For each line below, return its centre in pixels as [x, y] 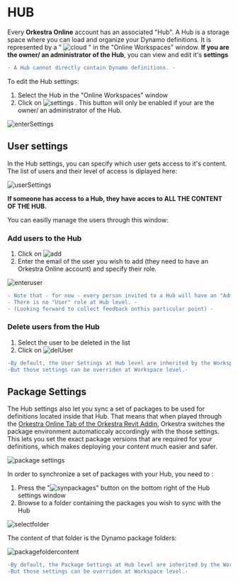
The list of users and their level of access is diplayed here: [92, 171]
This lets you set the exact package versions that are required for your [110, 439]
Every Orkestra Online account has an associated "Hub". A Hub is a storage [118, 32]
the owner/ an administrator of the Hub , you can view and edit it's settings [118, 55]
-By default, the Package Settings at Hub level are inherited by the [114, 565]
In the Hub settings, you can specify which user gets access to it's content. [117, 163]
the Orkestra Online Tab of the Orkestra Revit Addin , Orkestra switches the [116, 424]
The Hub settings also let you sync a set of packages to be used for [106, 409]
